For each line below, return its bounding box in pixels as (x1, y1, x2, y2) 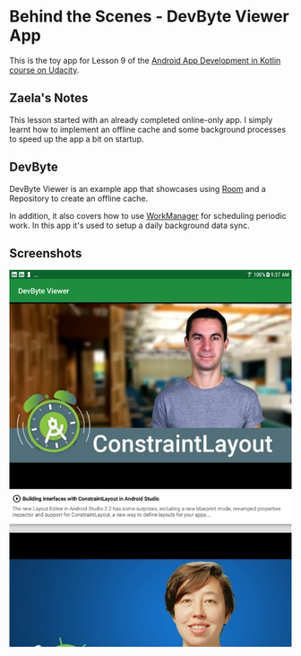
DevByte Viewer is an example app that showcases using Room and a (9, 183, 266, 194)
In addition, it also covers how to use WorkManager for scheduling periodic (9, 210, 287, 221)
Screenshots (9, 245, 82, 261)
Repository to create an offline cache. (9, 193, 149, 204)
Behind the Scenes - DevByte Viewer (9, 6, 289, 27)
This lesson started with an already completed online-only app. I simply (9, 114, 273, 125)
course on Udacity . (9, 65, 80, 75)
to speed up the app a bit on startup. (9, 133, 144, 144)
